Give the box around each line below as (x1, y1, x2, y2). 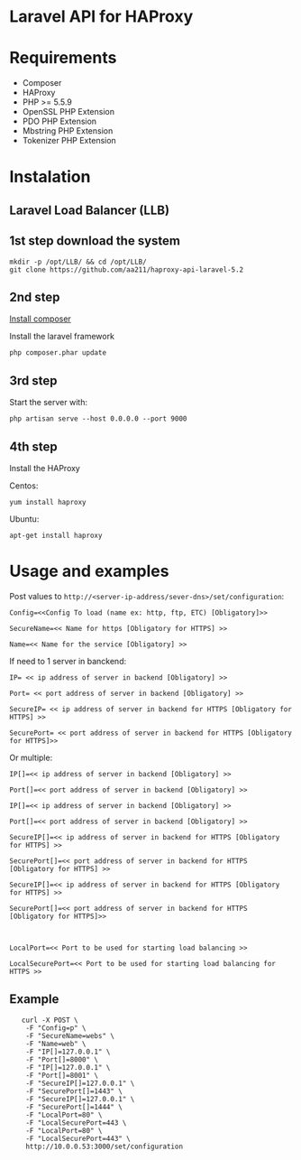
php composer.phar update (9, 348, 106, 357)
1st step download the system (9, 233, 181, 249)
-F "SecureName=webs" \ (25, 1031, 115, 1040)
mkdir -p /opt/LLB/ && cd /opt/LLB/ (9, 257, 147, 266)
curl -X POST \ (21, 1016, 78, 1025)
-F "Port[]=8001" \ (25, 1071, 99, 1080)
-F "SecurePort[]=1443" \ (25, 1086, 123, 1096)
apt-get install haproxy (9, 531, 103, 540)
